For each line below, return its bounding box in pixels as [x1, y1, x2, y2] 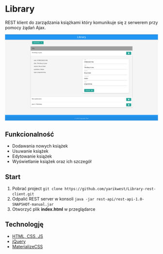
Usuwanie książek [12, 148, 49, 154]
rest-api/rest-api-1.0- [96, 197, 145, 202]
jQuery [12, 238, 26, 244]
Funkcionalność [5, 130, 54, 138]
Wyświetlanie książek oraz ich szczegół [12, 159, 92, 164]
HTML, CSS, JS [12, 233, 43, 239]
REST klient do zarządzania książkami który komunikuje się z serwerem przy [5, 19, 158, 25]
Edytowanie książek [12, 153, 52, 159]
